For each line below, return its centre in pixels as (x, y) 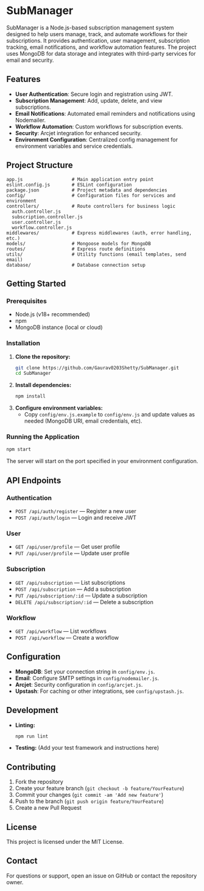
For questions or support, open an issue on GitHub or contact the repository (102, 876)
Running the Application (43, 437)
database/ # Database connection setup (76, 265)
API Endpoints (34, 480)
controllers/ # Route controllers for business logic (91, 206)
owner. (15, 882)
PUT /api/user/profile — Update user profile (72, 553)
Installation (23, 343)
